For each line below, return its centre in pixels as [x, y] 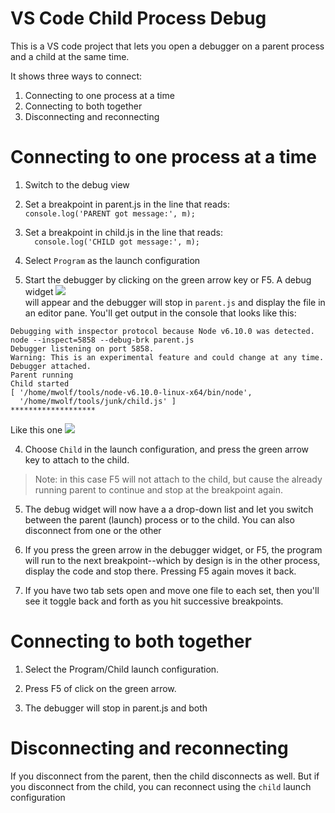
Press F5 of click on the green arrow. [100, 688]
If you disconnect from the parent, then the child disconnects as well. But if [165, 776]
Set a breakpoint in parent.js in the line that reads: [127, 204]
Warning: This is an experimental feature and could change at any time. [167, 357]
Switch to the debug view [77, 184]
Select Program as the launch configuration [112, 260]
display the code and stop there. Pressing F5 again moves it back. [160, 571]
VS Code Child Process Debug [138, 18]
